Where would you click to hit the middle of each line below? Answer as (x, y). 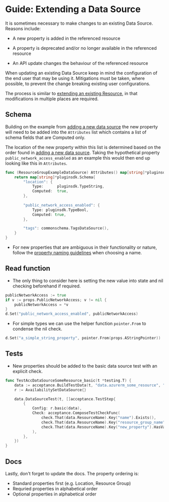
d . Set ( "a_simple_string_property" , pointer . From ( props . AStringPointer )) (83, 338)
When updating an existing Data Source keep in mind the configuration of (81, 73)
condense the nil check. (37, 329)
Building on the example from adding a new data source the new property (82, 126)
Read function (28, 269)
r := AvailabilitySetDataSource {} (50, 390)
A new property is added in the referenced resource (66, 38)
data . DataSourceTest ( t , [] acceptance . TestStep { (65, 399)
